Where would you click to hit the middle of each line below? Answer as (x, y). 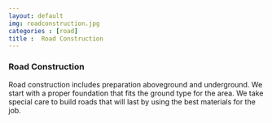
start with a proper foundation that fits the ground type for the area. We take (136, 93)
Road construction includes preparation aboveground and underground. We (136, 84)
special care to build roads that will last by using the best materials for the (132, 101)
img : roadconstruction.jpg (54, 23)
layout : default (36, 16)
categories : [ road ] (44, 31)
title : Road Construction (56, 38)
